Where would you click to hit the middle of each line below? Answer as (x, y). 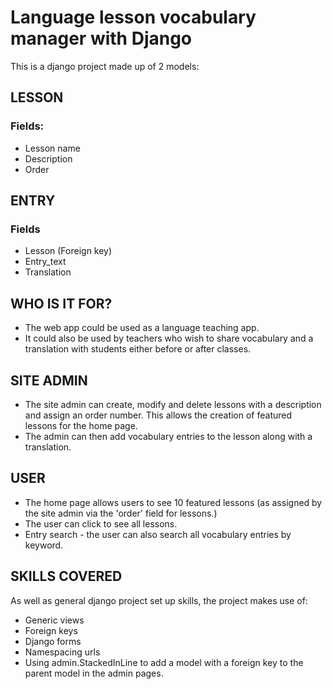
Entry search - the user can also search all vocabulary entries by (158, 534)
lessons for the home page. (81, 425)
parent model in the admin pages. (94, 673)
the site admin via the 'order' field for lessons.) (121, 513)
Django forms (53, 641)
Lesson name (52, 148)
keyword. (44, 545)
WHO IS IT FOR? (61, 303)
